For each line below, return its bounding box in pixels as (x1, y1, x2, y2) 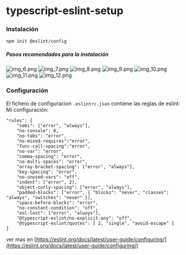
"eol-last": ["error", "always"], (16, 210, 101, 216)
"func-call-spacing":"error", (16, 143, 91, 149)
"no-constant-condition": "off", (16, 204, 99, 211)
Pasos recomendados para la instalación (6, 51, 109, 58)
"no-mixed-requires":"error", (16, 138, 91, 144)
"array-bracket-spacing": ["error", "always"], (16, 163, 135, 170)
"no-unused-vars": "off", (16, 174, 80, 180)
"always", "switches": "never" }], (6, 194, 93, 200)
